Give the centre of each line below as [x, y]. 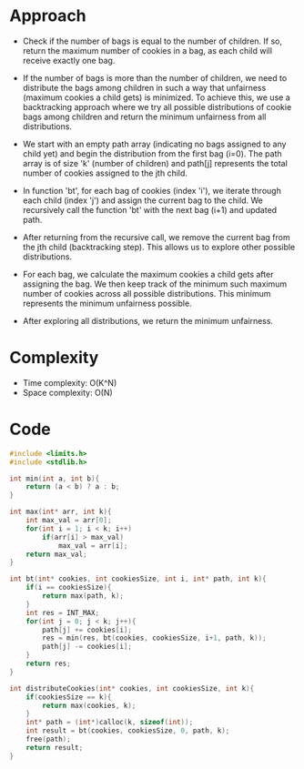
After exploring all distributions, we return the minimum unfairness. [148, 320]
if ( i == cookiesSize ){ [69, 588]
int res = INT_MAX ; [63, 612]
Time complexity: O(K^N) [70, 382]
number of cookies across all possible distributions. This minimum [147, 293]
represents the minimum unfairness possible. [107, 303]
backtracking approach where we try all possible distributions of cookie [157, 106]
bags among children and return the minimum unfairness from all [144, 116]
